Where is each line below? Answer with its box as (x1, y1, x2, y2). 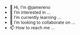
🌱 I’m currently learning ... (9, 15, 62, 20)
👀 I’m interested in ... (9, 9, 51, 15)
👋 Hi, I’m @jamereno (9, 5, 51, 10)
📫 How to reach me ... (9, 25, 55, 30)
